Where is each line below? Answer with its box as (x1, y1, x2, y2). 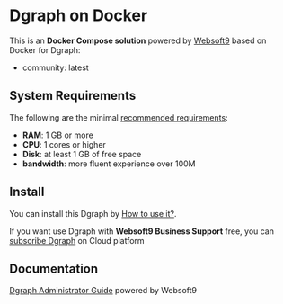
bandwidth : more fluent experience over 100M (22, 158, 196, 169)
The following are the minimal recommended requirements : (9, 112, 228, 122)
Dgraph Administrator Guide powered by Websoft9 (9, 285, 198, 296)
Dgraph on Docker (9, 5, 148, 26)
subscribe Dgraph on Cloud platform (9, 235, 146, 246)
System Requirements (9, 88, 137, 103)
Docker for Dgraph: (9, 44, 81, 55)
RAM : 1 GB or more (22, 130, 94, 140)
